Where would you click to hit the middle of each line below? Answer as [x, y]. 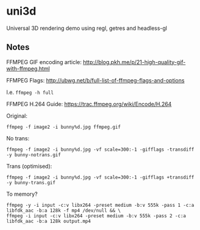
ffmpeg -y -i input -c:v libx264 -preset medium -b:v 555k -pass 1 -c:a [100, 205]
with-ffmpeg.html [28, 68]
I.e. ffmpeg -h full [30, 92]
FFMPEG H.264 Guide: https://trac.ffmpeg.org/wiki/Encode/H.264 [89, 104]
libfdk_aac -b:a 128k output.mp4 [49, 221]
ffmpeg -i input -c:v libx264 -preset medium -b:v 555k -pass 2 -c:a [96, 216]
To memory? [22, 194]
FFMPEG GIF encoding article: [44, 62]
